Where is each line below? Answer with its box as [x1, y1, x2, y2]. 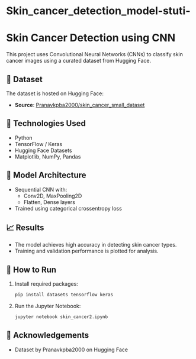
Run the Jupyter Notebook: [14, 303, 81, 310]
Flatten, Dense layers [23, 198, 76, 205]
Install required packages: [14, 280, 78, 287]
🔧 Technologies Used [6, 118, 86, 128]
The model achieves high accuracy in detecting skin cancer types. [14, 241, 177, 248]
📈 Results [6, 222, 44, 232]
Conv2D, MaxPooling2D [23, 192, 82, 199]
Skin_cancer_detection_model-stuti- [6, 4, 191, 18]
